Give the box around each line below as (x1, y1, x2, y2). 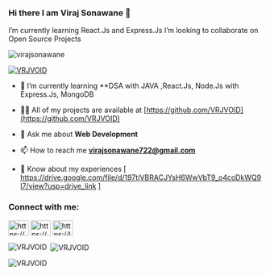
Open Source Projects (8, 34, 82, 44)
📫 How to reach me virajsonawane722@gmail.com (19, 145, 196, 156)
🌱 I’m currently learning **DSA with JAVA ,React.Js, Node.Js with (19, 81, 239, 91)
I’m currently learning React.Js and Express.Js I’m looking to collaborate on (8, 26, 259, 35)
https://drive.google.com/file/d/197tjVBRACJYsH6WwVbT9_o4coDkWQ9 (19, 173, 262, 182)
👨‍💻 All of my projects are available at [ (19, 105, 147, 115)
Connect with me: (8, 202, 80, 213)
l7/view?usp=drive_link (19, 181, 97, 191)
